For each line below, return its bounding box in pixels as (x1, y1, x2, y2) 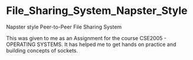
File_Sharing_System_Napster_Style (6, 4, 188, 17)
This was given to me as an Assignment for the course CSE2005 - (6, 34, 167, 41)
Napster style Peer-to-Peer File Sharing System (6, 23, 122, 30)
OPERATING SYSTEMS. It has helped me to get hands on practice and (6, 41, 176, 48)
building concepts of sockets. (6, 47, 78, 54)
